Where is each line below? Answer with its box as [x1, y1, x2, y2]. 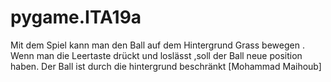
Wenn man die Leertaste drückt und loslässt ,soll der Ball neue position [10, 49, 303, 61]
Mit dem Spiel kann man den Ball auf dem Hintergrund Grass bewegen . [10, 39, 305, 51]
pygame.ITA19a [10, 6, 142, 29]
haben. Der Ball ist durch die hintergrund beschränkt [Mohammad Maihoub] [10, 60, 322, 72]
